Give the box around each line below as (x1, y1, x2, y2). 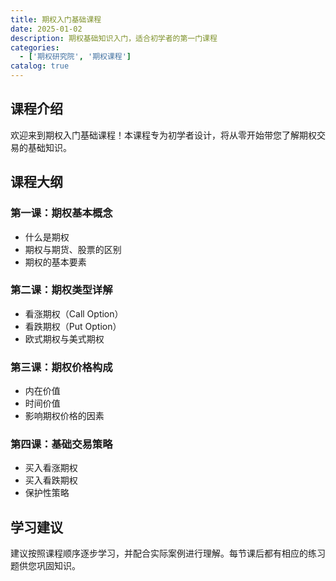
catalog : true (10, 61, 70, 71)
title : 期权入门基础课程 (10, 14, 102, 25)
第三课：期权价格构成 (10, 360, 113, 374)
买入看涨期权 (24, 462, 78, 474)
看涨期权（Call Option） (24, 307, 124, 320)
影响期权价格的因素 (24, 410, 105, 422)
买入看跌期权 (24, 474, 78, 486)
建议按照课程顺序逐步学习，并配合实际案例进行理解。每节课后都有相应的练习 (10, 547, 326, 560)
